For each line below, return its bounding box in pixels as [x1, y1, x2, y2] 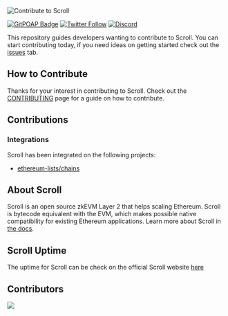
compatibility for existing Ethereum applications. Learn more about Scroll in [7, 217, 221, 225]
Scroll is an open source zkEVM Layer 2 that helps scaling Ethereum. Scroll [7, 202, 221, 211]
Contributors [7, 283, 64, 295]
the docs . [7, 225, 35, 233]
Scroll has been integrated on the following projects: [7, 150, 156, 159]
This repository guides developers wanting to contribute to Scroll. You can [7, 33, 219, 42]
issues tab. [7, 49, 39, 56]
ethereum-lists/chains [17, 164, 80, 173]
